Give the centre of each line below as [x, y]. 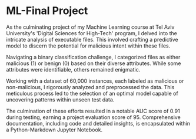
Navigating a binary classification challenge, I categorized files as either [93, 57]
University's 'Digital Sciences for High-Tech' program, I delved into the [92, 33]
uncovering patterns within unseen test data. [60, 99]
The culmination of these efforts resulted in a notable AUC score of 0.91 [93, 111]
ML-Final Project [47, 11]
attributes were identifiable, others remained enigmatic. [73, 69]
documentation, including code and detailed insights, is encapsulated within [98, 123]
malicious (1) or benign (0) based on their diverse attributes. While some [94, 63]
